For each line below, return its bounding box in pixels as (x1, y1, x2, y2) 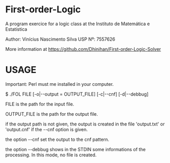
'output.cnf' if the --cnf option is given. (5, 126, 88, 132)
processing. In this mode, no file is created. (5, 152, 97, 158)
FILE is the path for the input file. (5, 101, 74, 107)
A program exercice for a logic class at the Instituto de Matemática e (5, 21, 150, 27)
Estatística (5, 26, 27, 32)
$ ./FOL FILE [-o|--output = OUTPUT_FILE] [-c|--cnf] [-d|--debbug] (5, 91, 149, 97)
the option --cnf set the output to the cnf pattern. (5, 136, 109, 142)
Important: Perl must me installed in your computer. (5, 81, 114, 87)
